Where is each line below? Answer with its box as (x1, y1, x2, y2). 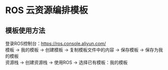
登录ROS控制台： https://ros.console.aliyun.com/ (5, 41, 106, 46)
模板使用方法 (5, 26, 46, 35)
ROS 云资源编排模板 (5, 5, 88, 16)
